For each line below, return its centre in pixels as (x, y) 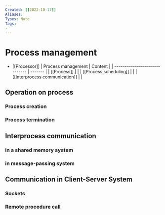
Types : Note (17, 19)
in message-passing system (40, 163)
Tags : (11, 24)
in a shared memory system (39, 150)
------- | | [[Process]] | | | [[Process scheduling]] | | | (84, 72)
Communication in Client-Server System (69, 179)
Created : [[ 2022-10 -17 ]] (31, 10)
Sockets (15, 193)
